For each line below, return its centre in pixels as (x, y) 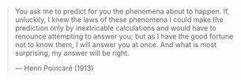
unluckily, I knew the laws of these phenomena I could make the (119, 20)
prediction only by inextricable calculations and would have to (115, 28)
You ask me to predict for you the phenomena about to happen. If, (122, 11)
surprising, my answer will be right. (72, 53)
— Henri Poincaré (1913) (54, 68)
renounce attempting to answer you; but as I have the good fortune (124, 36)
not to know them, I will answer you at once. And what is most (116, 45)
